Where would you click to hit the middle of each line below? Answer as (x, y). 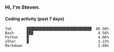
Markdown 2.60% (57, 46)
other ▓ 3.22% (57, 42)
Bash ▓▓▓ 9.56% (57, 33)
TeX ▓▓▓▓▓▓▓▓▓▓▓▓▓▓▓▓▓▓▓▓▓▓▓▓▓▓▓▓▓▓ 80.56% (57, 29)
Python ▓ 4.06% (57, 38)
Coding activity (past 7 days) (35, 19)
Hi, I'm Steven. (22, 7)
